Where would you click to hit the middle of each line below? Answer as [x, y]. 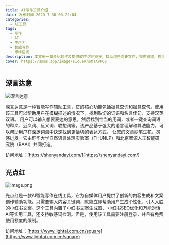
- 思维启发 [20, 52]
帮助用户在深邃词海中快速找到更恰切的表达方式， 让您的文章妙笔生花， [83, 132]
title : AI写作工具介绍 [27, 10]
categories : [18, 19]
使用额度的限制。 [23, 220]
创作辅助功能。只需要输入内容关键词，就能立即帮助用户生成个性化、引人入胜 [84, 201]
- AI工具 [18, 24]
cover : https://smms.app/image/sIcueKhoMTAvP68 [56, 61]
